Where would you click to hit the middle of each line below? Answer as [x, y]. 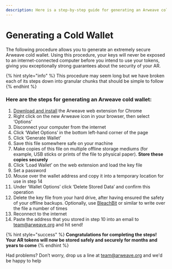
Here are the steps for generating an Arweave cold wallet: [79, 100]
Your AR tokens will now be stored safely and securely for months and [82, 240]
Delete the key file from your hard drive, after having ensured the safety [89, 198]
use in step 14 [28, 181]
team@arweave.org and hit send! [48, 225]
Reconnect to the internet [40, 214]
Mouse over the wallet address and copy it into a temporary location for [88, 176]
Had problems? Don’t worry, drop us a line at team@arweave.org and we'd [84, 255]
